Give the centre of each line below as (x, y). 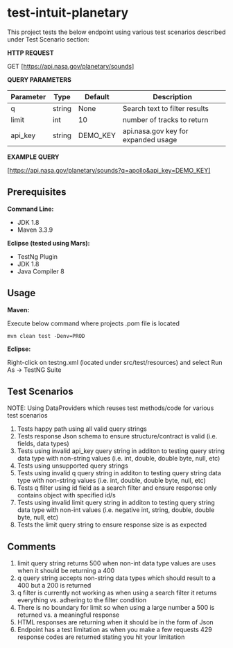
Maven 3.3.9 (35, 230)
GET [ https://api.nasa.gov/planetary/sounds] (71, 66)
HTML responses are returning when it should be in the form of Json (115, 622)
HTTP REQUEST (31, 53)
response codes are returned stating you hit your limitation (101, 637)
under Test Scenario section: (49, 39)
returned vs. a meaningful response (68, 615)
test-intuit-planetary (68, 13)
